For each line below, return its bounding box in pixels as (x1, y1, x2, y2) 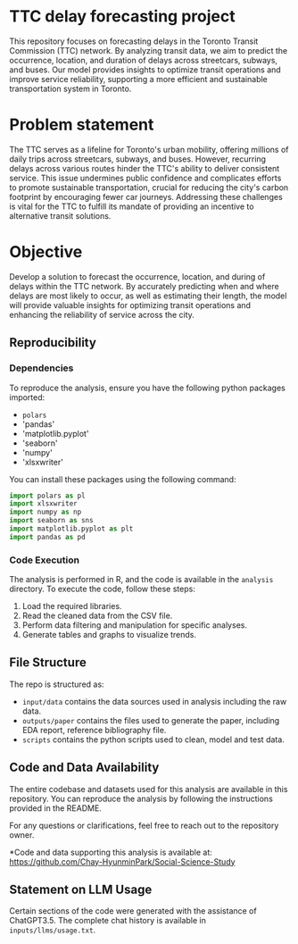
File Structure (9, 655, 87, 671)
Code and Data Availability (9, 760, 160, 775)
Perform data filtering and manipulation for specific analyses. (21, 620, 248, 631)
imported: (9, 391, 46, 403)
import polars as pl (9, 491, 87, 500)
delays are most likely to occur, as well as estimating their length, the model (9, 290, 287, 301)
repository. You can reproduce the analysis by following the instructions (9, 793, 274, 804)
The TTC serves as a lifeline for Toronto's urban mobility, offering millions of (9, 144, 289, 155)
